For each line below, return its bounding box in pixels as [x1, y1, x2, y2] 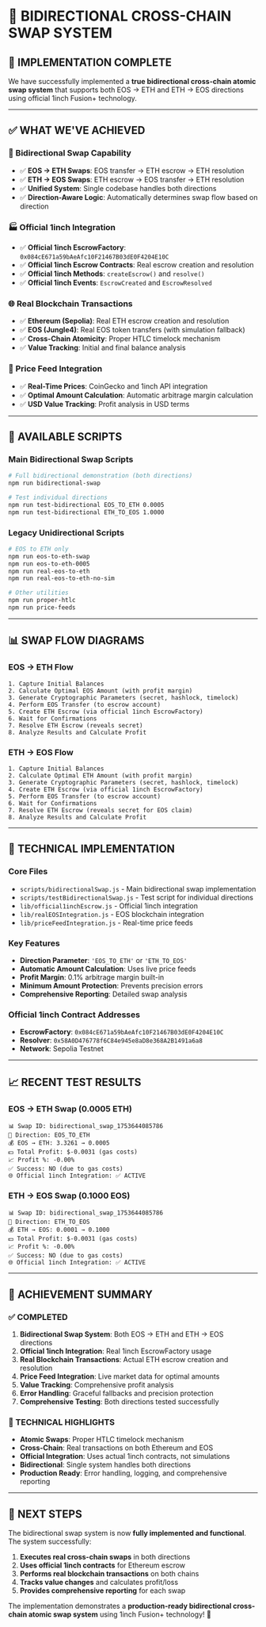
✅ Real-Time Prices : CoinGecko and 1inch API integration [19, 381, 208, 391]
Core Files [8, 866, 48, 877]
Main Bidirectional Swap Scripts [8, 454, 134, 465]
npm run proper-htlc [8, 597, 77, 604]
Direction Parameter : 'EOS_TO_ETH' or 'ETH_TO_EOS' [19, 955, 188, 965]
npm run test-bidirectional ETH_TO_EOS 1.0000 [8, 508, 165, 516]
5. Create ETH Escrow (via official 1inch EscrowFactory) [8, 708, 203, 716]
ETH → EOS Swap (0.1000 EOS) [8, 1190, 131, 1201]
